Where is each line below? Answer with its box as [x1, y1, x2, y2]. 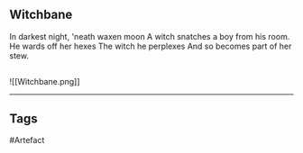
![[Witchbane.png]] [9, 76, 80, 87]
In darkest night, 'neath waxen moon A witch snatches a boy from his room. [9, 31, 290, 41]
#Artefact [9, 135, 45, 146]
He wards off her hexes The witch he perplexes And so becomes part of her [9, 40, 292, 51]
